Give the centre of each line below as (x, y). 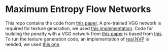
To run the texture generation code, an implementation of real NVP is (77, 39)
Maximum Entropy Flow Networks (78, 9)
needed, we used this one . (33, 44)
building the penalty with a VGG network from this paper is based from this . (84, 33)
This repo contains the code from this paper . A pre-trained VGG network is (83, 23)
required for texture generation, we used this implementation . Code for (79, 28)
